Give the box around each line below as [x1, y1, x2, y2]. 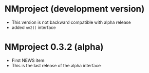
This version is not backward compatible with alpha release [11, 19, 131, 25]
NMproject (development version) [4, 3, 145, 15]
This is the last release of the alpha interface [11, 62, 101, 68]
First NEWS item [11, 57, 45, 63]
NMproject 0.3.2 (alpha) [4, 42, 104, 53]
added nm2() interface [11, 24, 56, 30]
